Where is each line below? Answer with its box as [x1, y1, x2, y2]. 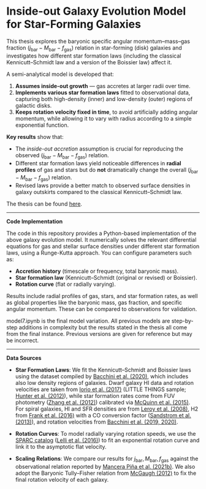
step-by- [171, 317, 194, 325]
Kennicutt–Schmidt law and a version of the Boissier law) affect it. [6, 58, 172, 65]
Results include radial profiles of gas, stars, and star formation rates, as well [6, 293, 198, 300]
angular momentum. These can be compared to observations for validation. [6, 305, 197, 313]
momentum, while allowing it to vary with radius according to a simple [15, 114, 192, 122]
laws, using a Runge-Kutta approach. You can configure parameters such [6, 249, 192, 256]
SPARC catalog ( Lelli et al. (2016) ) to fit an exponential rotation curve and [15, 436, 200, 444]
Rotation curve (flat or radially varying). [15, 280, 116, 288]
